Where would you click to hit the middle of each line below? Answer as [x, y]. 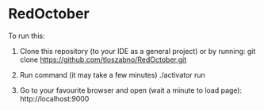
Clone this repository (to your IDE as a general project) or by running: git [138, 51]
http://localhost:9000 [54, 98]
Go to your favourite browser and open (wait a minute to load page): [131, 90]
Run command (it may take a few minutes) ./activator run [113, 75]
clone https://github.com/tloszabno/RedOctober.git [103, 59]
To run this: [27, 36]
